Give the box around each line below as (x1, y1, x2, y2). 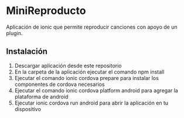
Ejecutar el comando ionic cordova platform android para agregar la (14, 86, 179, 94)
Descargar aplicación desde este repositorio (14, 62, 122, 69)
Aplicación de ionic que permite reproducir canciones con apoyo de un (6, 23, 178, 30)
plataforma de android (14, 93, 69, 100)
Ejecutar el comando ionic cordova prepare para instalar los (14, 74, 159, 81)
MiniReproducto (6, 4, 86, 18)
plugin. (6, 29, 23, 36)
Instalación (6, 47, 48, 57)
